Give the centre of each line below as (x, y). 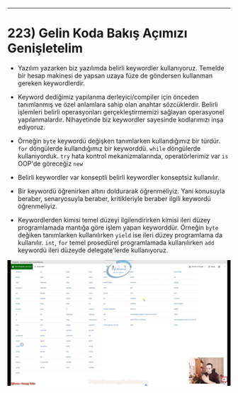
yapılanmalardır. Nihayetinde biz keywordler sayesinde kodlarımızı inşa (120, 119)
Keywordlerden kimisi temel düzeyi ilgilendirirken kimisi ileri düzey (114, 220)
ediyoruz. (32, 127)
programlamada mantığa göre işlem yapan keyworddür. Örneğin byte (118, 227)
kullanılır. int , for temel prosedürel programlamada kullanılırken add (116, 242)
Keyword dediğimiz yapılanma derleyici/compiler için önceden (108, 97)
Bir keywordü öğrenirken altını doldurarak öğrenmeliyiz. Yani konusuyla (121, 191)
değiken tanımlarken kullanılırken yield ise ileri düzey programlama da (120, 235)
